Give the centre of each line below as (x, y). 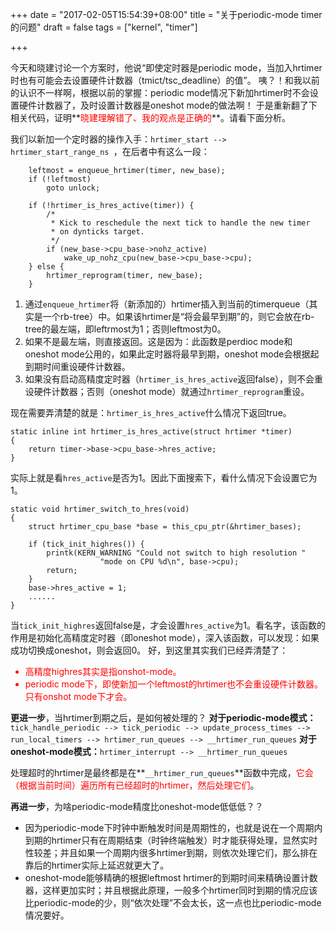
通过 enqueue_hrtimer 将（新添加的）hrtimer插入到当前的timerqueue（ (167, 304)
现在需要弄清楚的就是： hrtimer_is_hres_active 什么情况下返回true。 (151, 412)
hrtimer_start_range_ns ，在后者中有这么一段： (110, 151)
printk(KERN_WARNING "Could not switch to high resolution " (176, 553)
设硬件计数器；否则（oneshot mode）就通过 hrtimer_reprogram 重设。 (167, 391)
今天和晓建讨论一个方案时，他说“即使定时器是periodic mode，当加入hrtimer (166, 67)
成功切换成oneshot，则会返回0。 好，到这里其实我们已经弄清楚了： (149, 650)
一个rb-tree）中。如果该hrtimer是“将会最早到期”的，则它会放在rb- (178, 316)
